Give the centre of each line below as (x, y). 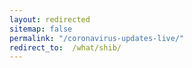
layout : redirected (50, 19)
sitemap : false (41, 29)
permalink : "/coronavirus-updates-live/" (97, 38)
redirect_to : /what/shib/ (65, 47)
